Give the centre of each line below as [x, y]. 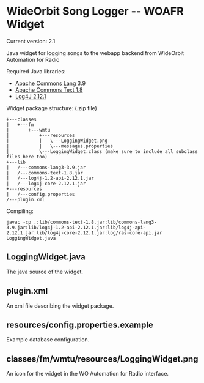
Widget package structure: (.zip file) [52, 108]
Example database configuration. [48, 340]
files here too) [27, 157]
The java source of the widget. [45, 272]
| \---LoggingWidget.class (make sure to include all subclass [102, 151]
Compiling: [20, 211]
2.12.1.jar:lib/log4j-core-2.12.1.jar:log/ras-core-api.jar [85, 233]
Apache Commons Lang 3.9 [50, 83]
